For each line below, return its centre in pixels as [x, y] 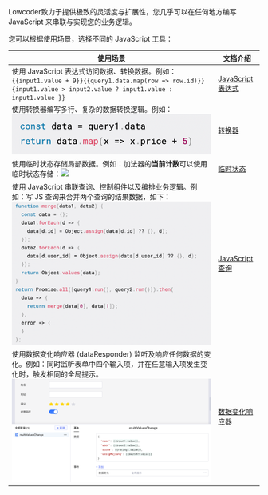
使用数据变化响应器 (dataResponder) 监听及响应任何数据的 [108, 354]
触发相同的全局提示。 [67, 374]
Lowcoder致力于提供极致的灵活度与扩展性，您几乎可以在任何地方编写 [122, 12]
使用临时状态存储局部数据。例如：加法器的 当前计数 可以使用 [109, 164]
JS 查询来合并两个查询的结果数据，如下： [103, 196]
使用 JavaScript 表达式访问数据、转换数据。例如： [94, 71]
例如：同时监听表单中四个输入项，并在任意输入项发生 [113, 364]
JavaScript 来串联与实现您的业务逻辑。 [73, 22]
